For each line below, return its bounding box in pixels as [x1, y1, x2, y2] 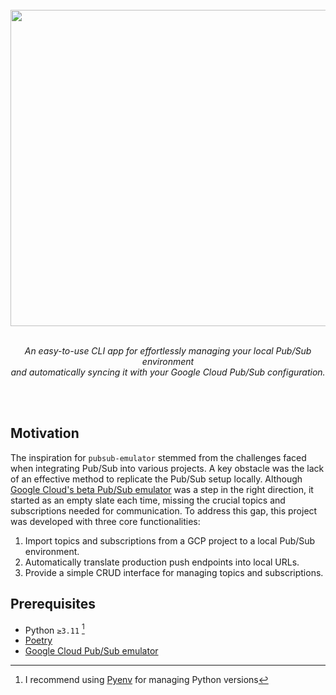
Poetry [24, 634, 53, 647]
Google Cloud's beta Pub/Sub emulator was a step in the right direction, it [10, 483, 314, 495]
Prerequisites [10, 596, 96, 613]
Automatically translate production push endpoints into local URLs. [24, 556, 300, 568]
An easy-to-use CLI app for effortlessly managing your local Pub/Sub [24, 345, 312, 357]
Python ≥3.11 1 [24, 622, 85, 636]
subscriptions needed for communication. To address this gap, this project [10, 504, 318, 517]
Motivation [10, 425, 80, 442]
